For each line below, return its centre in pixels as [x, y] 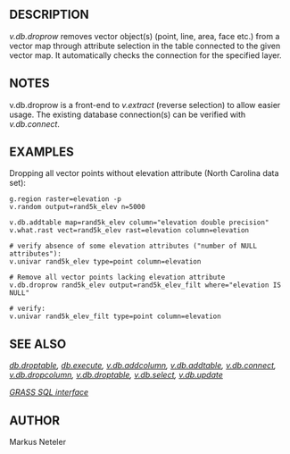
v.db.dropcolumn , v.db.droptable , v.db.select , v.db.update [116, 375]
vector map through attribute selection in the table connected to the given [145, 46]
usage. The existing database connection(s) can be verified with [128, 114]
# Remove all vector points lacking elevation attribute [117, 277]
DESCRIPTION [49, 15]
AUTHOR [35, 420]
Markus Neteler [38, 442]
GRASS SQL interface [49, 392]
